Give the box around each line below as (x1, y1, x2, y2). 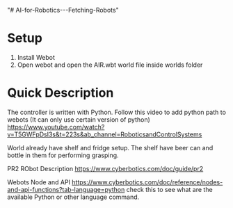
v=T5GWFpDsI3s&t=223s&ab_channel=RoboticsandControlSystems (7, 130, 202, 138)
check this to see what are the (126, 185, 214, 193)
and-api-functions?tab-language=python (7, 185, 125, 193)
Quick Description (7, 85, 114, 101)
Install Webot (17, 53, 56, 61)
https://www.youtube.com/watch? (7, 122, 105, 131)
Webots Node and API (7, 177, 71, 186)
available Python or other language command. (7, 193, 140, 201)
